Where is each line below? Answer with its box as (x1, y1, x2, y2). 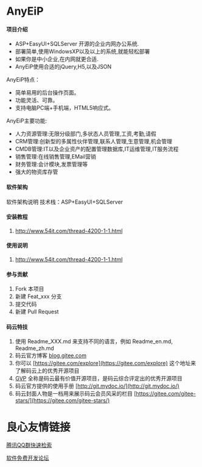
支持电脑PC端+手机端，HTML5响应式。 (15, 104, 114, 112)
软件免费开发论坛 (6, 454, 49, 462)
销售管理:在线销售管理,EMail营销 (15, 153, 96, 160)
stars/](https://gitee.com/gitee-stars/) (15, 397, 110, 404)
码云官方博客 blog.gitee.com (15, 352, 87, 359)
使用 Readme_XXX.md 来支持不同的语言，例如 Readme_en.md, (15, 338, 173, 345)
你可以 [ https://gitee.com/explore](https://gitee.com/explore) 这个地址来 (15, 360, 197, 367)
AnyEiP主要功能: (6, 117, 47, 124)
